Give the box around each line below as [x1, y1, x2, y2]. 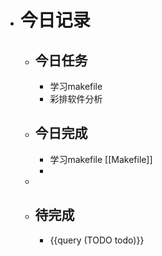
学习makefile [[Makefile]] [49, 153, 153, 165]
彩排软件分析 [49, 93, 103, 105]
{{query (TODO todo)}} [49, 234, 145, 246]
